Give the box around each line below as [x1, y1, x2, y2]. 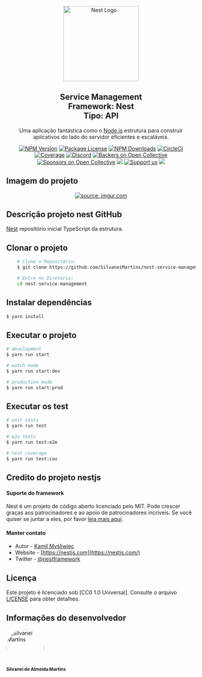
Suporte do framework [6, 489, 64, 496]
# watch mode [6, 363, 39, 369]
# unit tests [6, 417, 39, 423]
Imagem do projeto [6, 176, 78, 186]
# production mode [6, 379, 52, 385]
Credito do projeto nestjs [6, 472, 101, 482]
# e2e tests [6, 434, 36, 440]
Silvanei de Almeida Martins [6, 666, 66, 672]
